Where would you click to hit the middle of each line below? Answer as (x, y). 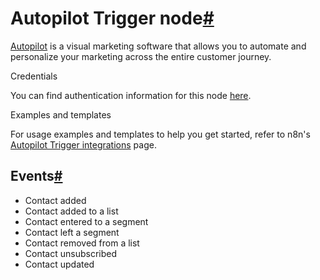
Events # (36, 176)
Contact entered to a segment (86, 221)
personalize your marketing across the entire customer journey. (141, 56)
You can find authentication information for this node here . (131, 95)
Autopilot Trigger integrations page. (83, 144)
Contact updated (59, 264)
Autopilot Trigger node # (112, 18)
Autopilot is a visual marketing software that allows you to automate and (158, 46)
